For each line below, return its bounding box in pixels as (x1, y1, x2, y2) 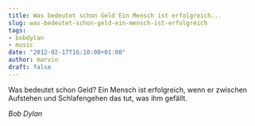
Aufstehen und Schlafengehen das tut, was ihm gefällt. (8, 93, 188, 103)
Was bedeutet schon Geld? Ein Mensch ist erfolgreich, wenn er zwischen (8, 85, 248, 94)
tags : (8, 26, 26, 34)
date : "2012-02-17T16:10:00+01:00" (8, 48, 126, 56)
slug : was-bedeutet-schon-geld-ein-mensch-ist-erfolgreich (8, 19, 208, 27)
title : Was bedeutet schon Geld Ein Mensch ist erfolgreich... (8, 11, 222, 20)
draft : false (8, 63, 52, 71)
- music (8, 41, 34, 49)
